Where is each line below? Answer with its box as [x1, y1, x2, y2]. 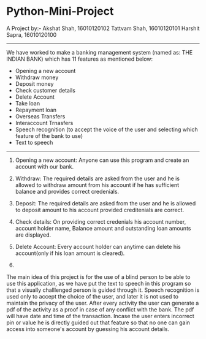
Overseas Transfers [15, 112, 66, 120]
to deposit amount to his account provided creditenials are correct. [15, 206, 185, 213]
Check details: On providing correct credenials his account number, [15, 218, 186, 225]
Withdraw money [15, 74, 59, 81]
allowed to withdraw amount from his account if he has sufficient [15, 181, 180, 188]
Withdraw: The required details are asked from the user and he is [15, 175, 180, 182]
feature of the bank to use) [15, 132, 83, 139]
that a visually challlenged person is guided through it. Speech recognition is [6, 286, 200, 294]
